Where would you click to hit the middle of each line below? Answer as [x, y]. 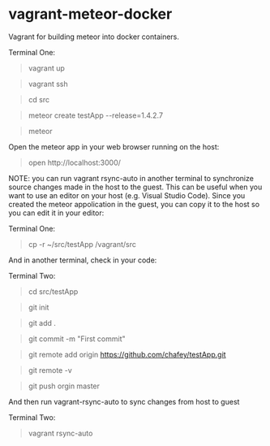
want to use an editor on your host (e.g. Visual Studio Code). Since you [127, 195]
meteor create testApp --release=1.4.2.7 [96, 115]
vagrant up [46, 68]
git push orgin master [64, 386]
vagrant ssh [48, 84]
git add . [42, 323]
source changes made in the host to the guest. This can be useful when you [135, 187]
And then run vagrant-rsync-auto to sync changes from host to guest [124, 401]
